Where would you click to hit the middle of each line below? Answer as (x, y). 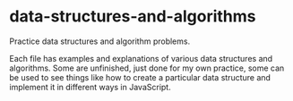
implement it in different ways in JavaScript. (90, 87)
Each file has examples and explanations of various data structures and (141, 58)
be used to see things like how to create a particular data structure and (140, 77)
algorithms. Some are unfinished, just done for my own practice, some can (147, 68)
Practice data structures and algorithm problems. (100, 41)
